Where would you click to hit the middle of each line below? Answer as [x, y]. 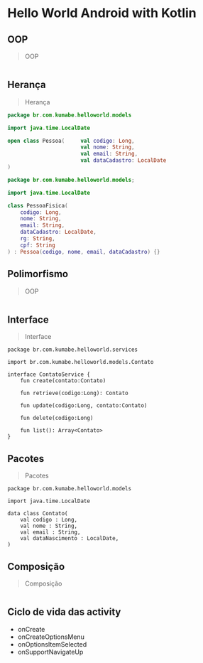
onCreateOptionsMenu [51, 637]
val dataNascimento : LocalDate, [70, 539]
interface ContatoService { [49, 374]
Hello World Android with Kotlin [102, 13]
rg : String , [38, 239]
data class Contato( [38, 514]
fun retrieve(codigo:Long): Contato [75, 393]
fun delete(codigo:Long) [57, 418]
